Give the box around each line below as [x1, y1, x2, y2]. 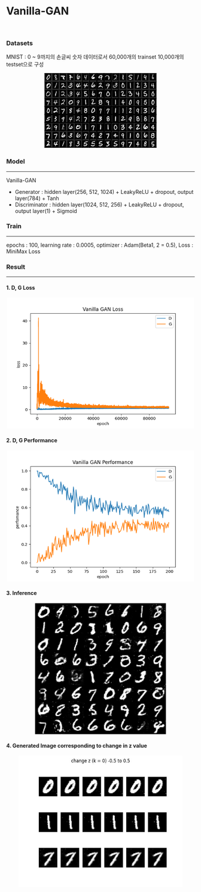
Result [6, 262, 26, 271]
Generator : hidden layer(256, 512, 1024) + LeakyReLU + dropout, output [14, 188, 194, 195]
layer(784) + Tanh [14, 195, 60, 202]
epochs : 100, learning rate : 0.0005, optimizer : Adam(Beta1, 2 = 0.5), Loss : [6, 241, 193, 248]
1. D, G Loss [6, 284, 35, 291]
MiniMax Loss [6, 247, 41, 255]
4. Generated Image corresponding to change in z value [6, 742, 148, 750]
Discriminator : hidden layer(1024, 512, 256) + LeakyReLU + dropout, [14, 201, 184, 208]
